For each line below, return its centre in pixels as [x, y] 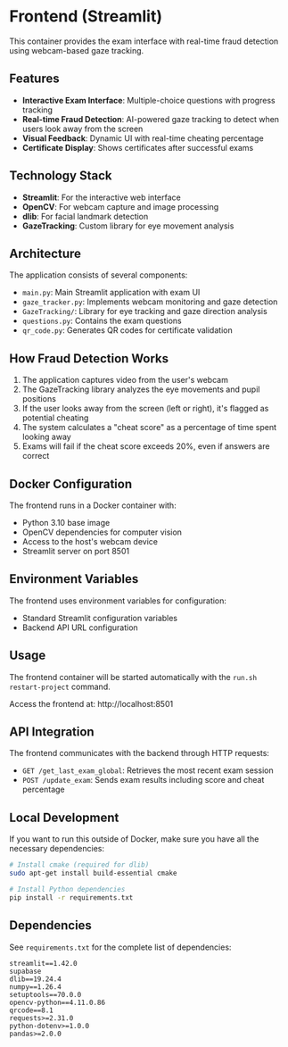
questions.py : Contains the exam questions [102, 321]
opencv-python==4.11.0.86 [57, 1002]
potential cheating [55, 418]
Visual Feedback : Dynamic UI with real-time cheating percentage [143, 138]
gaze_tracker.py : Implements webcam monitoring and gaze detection [150, 302]
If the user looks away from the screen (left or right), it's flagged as [145, 409]
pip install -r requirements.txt [71, 897]
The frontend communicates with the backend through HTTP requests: [140, 753]
